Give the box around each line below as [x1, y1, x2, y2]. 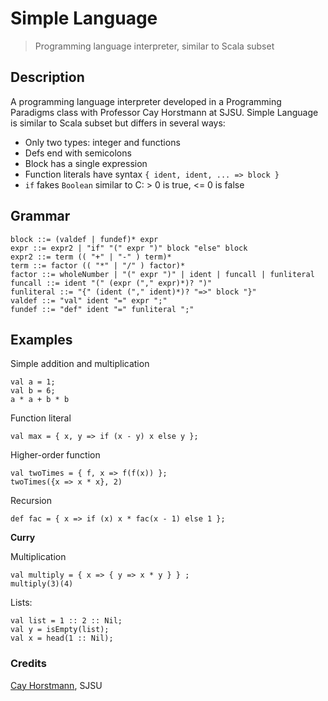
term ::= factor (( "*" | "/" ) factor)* [10, 260, 186, 271]
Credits [10, 657, 47, 671]
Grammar [10, 208, 71, 225]
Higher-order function [10, 449, 101, 461]
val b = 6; [10, 386, 56, 396]
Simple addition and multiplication [10, 358, 150, 370]
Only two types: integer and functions [24, 136, 181, 148]
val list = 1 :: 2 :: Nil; [10, 616, 123, 626]
